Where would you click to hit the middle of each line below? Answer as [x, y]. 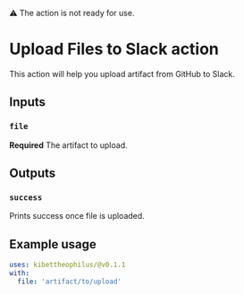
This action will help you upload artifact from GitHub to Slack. [122, 74]
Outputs [33, 174]
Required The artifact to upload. [68, 145]
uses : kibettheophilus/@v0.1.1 [67, 265]
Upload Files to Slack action [114, 49]
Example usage [53, 244]
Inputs [28, 102]
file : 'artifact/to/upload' [70, 282]
